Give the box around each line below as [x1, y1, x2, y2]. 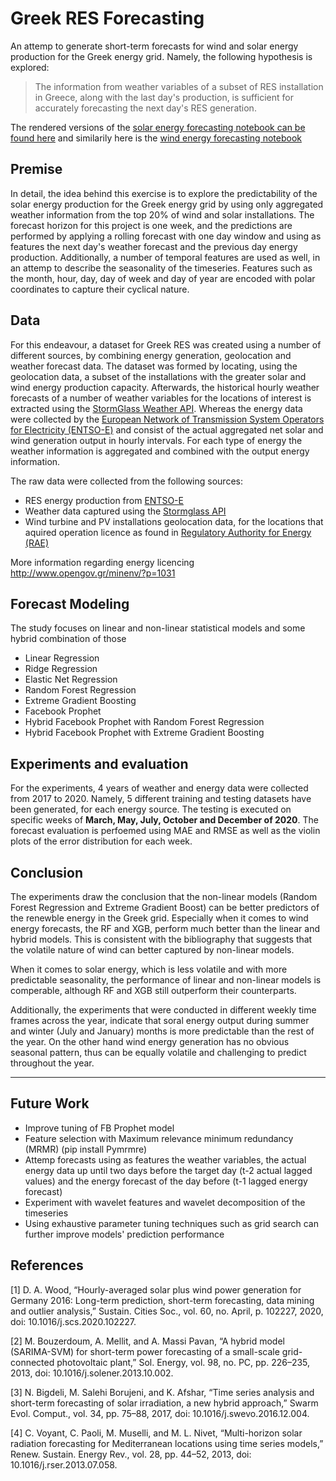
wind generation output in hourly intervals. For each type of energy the [10, 434, 303, 446]
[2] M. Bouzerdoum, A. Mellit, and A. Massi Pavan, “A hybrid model [10, 1335, 285, 1347]
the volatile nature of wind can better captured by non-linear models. [10, 944, 295, 956]
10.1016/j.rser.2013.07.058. [10, 1458, 118, 1471]
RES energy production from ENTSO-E [24, 494, 184, 506]
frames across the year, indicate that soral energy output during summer [10, 1015, 310, 1026]
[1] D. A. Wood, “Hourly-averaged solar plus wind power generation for [10, 1283, 302, 1296]
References [10, 1257, 84, 1274]
